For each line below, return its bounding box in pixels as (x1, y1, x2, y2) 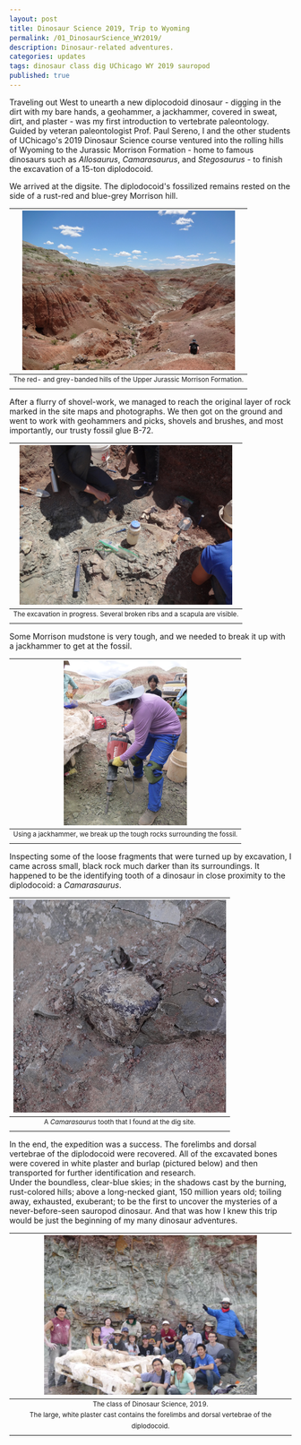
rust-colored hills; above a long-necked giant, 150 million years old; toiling (9, 1186, 282, 1197)
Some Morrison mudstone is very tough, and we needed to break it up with (9, 631, 286, 641)
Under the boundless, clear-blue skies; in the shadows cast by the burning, (9, 1176, 287, 1187)
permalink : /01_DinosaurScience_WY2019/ (9, 33, 163, 42)
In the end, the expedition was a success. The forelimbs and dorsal (9, 1139, 257, 1149)
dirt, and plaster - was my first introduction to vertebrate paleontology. (9, 116, 270, 126)
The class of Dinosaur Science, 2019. (92, 1399, 209, 1408)
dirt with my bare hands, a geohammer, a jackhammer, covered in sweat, (9, 106, 278, 116)
